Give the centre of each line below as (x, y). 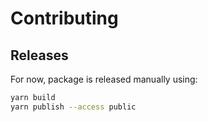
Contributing (64, 18)
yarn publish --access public (73, 107)
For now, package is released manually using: (104, 79)
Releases (39, 55)
